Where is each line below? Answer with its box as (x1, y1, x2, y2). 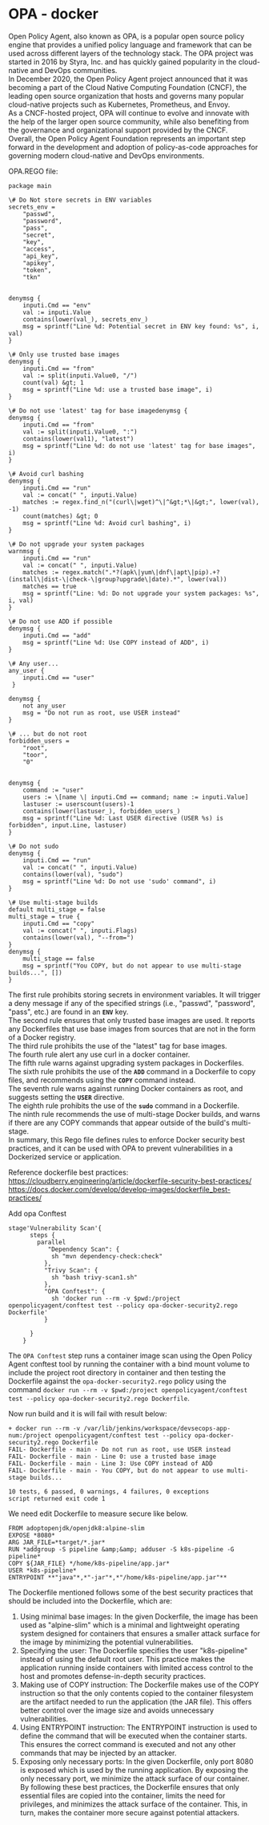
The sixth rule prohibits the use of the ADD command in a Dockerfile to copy (8, 1066, 256, 1076)
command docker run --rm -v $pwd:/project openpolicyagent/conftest (8, 1384, 248, 1394)
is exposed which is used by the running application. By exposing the (19, 1765, 249, 1774)
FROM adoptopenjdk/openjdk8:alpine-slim (8, 1524, 146, 1532)
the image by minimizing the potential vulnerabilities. (19, 1637, 194, 1647)
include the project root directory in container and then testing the (8, 1367, 227, 1377)
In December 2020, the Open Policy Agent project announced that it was (8, 74, 248, 84)
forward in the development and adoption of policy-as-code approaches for (8, 142, 259, 152)
